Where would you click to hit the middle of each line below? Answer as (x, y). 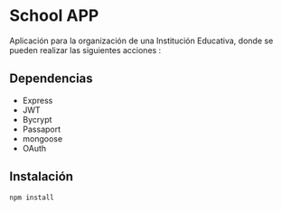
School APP (54, 16)
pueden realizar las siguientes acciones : (85, 50)
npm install (32, 197)
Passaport (42, 129)
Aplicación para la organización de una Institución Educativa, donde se (141, 41)
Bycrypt (37, 119)
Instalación (42, 177)
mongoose (42, 138)
